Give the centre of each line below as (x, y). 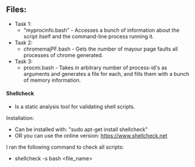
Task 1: (23, 24)
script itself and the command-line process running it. (89, 36)
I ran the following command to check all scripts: (65, 147)
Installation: (20, 118)
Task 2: (24, 42)
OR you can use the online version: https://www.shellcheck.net (91, 136)
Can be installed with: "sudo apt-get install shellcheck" (81, 129)
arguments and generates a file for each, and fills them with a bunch (106, 74)
